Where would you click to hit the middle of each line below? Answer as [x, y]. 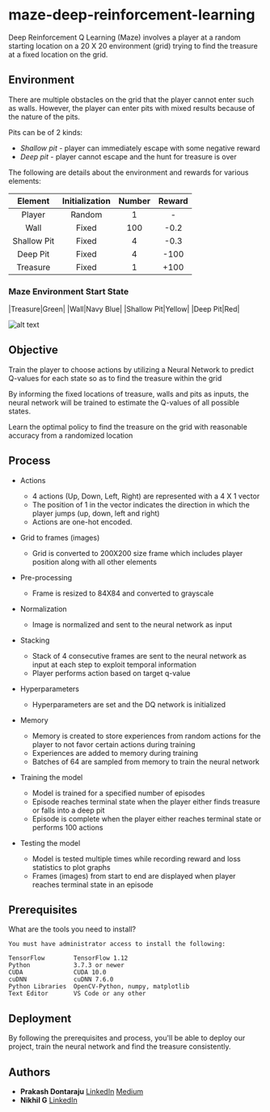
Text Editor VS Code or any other [78, 994]
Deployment [40, 1019]
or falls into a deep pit [68, 810]
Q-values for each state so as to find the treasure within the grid [115, 378]
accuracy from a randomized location [71, 435]
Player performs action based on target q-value [112, 673]
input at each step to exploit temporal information [114, 664]
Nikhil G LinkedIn [49, 1100]
